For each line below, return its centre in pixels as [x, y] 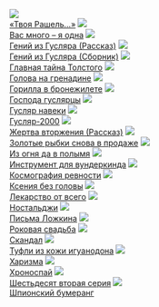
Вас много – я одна [47, 35]
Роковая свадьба [43, 229]
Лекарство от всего [48, 197]
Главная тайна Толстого [56, 67]
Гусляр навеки [38, 110]
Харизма [26, 262]
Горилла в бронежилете [56, 89]
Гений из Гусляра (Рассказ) [63, 46]
